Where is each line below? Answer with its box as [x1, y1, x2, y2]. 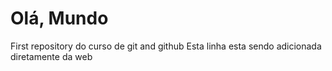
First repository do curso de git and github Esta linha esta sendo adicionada [10, 40, 322, 52]
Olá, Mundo [10, 7, 109, 30]
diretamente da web [10, 50, 93, 62]
